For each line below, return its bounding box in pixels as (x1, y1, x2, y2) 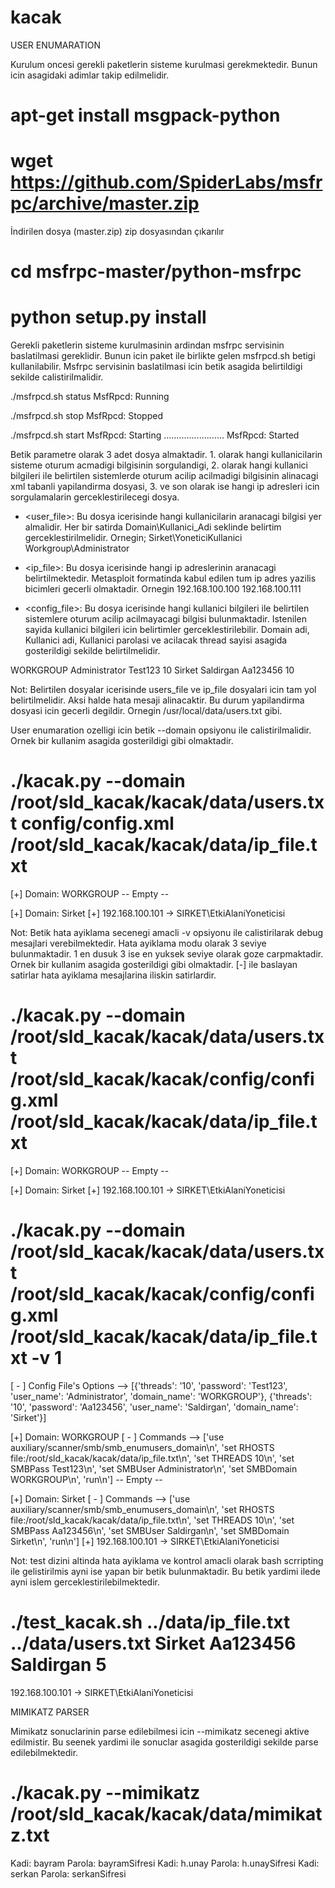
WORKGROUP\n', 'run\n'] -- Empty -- (10, 1474, 163, 1485)
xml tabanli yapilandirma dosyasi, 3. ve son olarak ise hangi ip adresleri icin (10, 481, 320, 493)
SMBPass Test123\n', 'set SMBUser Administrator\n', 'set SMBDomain (10, 1463, 298, 1475)
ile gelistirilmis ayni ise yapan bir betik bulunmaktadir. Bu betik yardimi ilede (10, 1566, 321, 1577)
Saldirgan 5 (10, 1654, 107, 1676)
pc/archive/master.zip (10, 192, 200, 215)
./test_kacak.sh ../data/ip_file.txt (10, 1611, 291, 1634)
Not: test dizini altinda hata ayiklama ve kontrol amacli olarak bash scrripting (10, 1555, 324, 1566)
